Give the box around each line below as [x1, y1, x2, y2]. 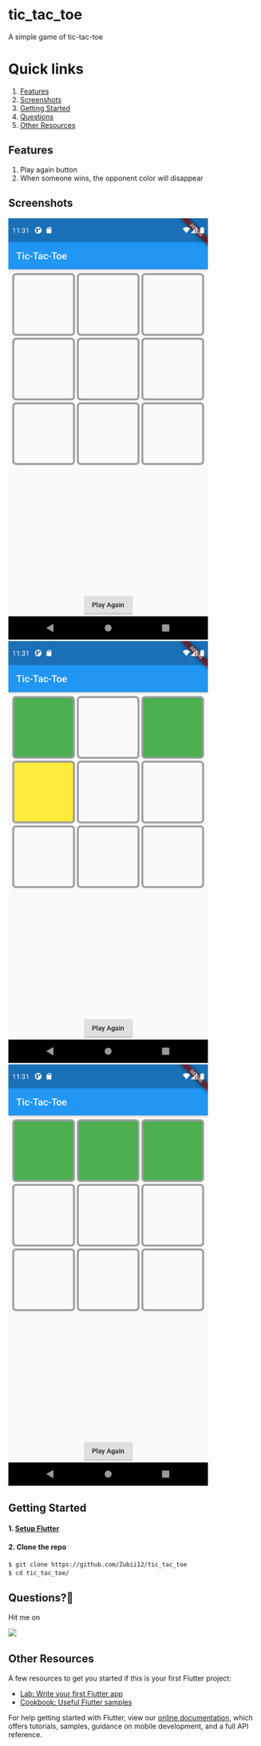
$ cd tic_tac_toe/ [8, 1569, 69, 1577]
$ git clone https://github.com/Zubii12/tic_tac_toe [8, 1561, 188, 1569]
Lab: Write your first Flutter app [19, 1688, 124, 1698]
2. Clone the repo [8, 1542, 67, 1551]
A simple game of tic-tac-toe [8, 32, 104, 42]
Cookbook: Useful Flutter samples [19, 1697, 132, 1707]
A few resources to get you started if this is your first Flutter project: [8, 1673, 231, 1683]
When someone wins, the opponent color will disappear [19, 173, 204, 183]
